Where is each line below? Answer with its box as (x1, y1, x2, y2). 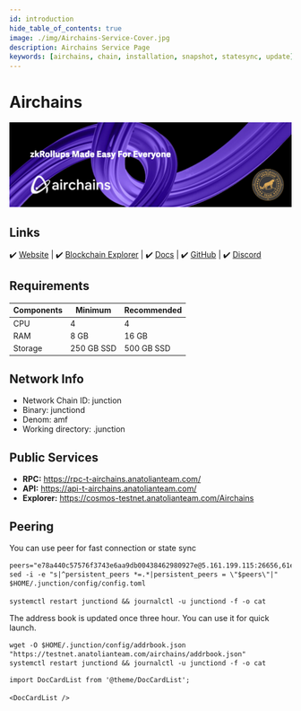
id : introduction (9, 14, 74, 23)
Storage (13, 343, 43, 354)
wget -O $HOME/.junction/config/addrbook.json (9, 640, 186, 650)
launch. (9, 622, 38, 633)
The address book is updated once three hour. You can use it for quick (9, 612, 270, 623)
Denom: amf (21, 414, 69, 426)
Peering (9, 519, 55, 534)
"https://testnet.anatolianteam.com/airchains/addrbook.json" (9, 649, 246, 659)
